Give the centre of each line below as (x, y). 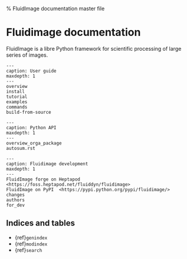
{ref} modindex (31, 244)
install (16, 91)
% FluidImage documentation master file (55, 9)
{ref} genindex (31, 237)
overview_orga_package (34, 143)
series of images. (27, 55)
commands (17, 107)
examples (17, 102)
